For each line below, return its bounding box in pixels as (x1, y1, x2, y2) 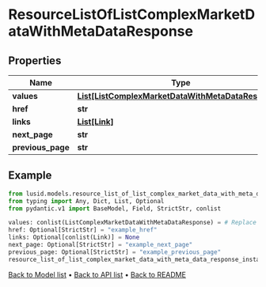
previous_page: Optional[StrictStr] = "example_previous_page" (8, 247, 222, 256)
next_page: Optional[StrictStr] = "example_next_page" (8, 241, 193, 249)
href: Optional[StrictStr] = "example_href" (8, 226, 158, 234)
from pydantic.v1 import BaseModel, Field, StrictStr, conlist (8, 204, 222, 213)
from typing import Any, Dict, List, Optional (8, 197, 165, 205)
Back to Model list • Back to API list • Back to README (8, 270, 186, 279)
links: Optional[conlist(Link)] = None (8, 233, 140, 242)
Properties (8, 54, 62, 67)
